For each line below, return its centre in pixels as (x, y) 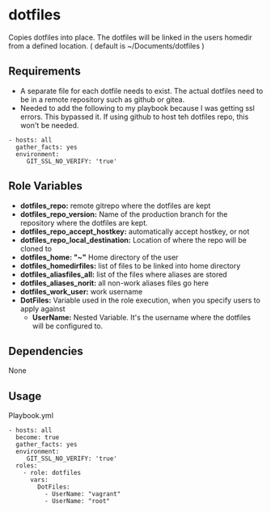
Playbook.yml (31, 416)
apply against (43, 308)
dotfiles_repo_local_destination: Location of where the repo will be (133, 239)
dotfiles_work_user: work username (81, 291)
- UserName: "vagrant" (83, 494)
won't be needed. (49, 125)
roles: (27, 466)
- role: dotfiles (52, 473)
